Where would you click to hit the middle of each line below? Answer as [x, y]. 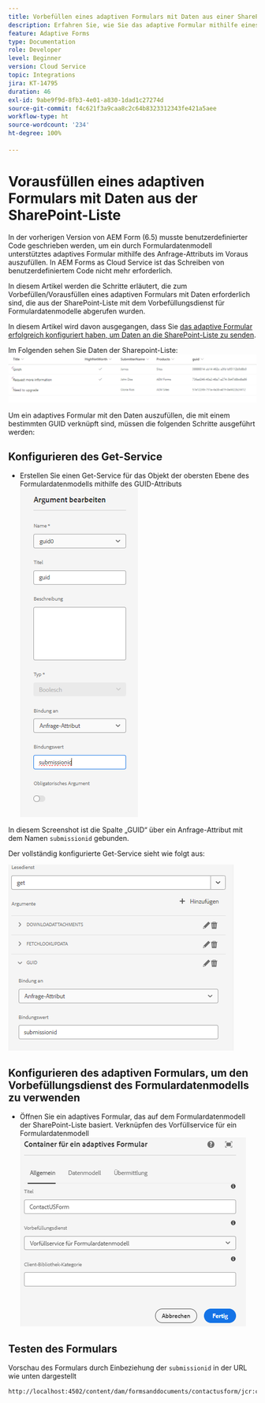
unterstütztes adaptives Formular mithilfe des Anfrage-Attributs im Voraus [128, 253]
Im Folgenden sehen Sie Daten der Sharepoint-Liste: [93, 350]
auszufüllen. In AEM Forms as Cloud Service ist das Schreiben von [116, 262]
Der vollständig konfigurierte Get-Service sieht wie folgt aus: [106, 853]
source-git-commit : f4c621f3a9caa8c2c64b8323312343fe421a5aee [112, 108]
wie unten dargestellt [43, 1376]
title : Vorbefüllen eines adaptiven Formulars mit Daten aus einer [121, 17]
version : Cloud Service [47, 67]
